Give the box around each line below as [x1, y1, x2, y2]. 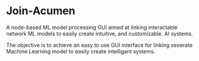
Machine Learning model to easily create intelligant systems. [6, 47, 155, 54]
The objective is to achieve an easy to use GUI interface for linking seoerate [6, 41, 193, 49]
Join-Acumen [6, 4, 76, 18]
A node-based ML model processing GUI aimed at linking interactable [6, 24, 178, 31]
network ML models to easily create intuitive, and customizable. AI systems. [6, 30, 193, 37]
